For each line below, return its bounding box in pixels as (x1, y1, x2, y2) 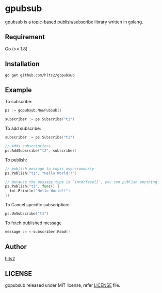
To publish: (5, 157, 28, 163)
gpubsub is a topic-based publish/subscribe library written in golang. (5, 19, 143, 25)
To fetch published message (5, 220, 62, 226)
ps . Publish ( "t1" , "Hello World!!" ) (5, 170, 77, 176)
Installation (5, 60, 40, 68)
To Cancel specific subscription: (5, 202, 69, 207)
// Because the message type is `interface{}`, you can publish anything (5, 180, 158, 185)
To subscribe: (5, 99, 32, 105)
